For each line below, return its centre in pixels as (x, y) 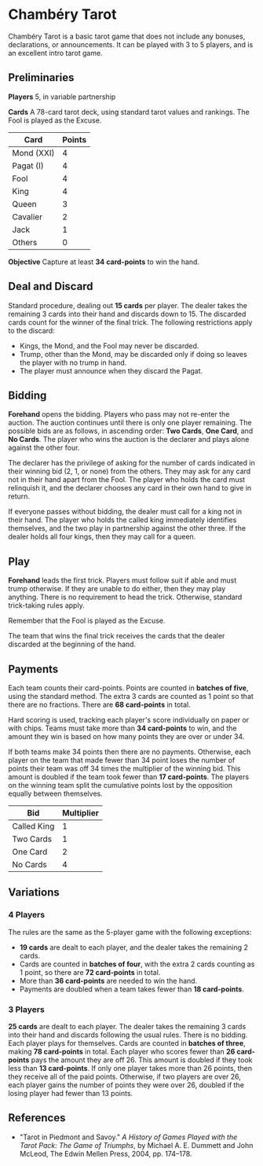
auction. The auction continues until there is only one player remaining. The (130, 423)
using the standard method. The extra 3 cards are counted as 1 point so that (131, 696)
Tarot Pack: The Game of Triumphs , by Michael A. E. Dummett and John (136, 1145)
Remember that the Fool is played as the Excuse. (87, 621)
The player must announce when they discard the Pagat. (111, 370)
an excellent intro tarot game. (56, 53)
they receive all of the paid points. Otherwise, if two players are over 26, (125, 1076)
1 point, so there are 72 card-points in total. (90, 972)
